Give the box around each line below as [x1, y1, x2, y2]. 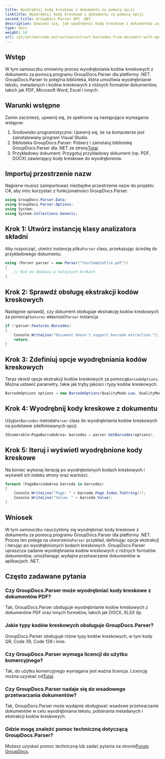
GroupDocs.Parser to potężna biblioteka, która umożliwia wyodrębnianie [5, 76, 151, 82]
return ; [14, 337, 29, 342]
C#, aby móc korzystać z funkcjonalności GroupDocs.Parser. [5, 188, 129, 194]
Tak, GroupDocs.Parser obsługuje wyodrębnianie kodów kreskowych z [5, 604, 148, 610]
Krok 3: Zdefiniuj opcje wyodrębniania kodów [5, 355, 147, 364]
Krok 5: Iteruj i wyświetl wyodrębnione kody [5, 446, 142, 454]
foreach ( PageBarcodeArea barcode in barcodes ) [5, 482, 105, 486]
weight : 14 [5, 30, 27, 35]
